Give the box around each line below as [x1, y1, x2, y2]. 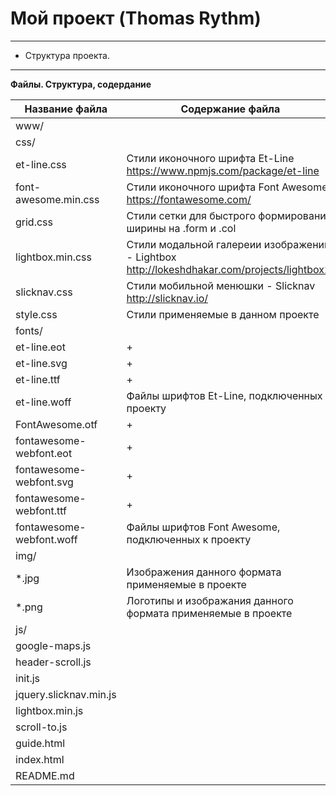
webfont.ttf [15, 503, 67, 517]
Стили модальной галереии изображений [126, 237, 331, 251]
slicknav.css [15, 285, 73, 299]
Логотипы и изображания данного [126, 593, 294, 607]
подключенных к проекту [126, 532, 252, 546]
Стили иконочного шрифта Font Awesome [126, 180, 328, 194]
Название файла [24, 102, 108, 116]
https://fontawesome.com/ [126, 192, 252, 206]
